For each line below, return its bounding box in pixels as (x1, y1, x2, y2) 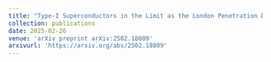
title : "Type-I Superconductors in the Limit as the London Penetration (8, 11, 258, 20)
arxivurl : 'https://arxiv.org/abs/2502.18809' (8, 42, 168, 50)
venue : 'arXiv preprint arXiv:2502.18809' (8, 34, 153, 43)
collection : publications (8, 19, 95, 27)
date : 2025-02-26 (8, 27, 67, 35)
